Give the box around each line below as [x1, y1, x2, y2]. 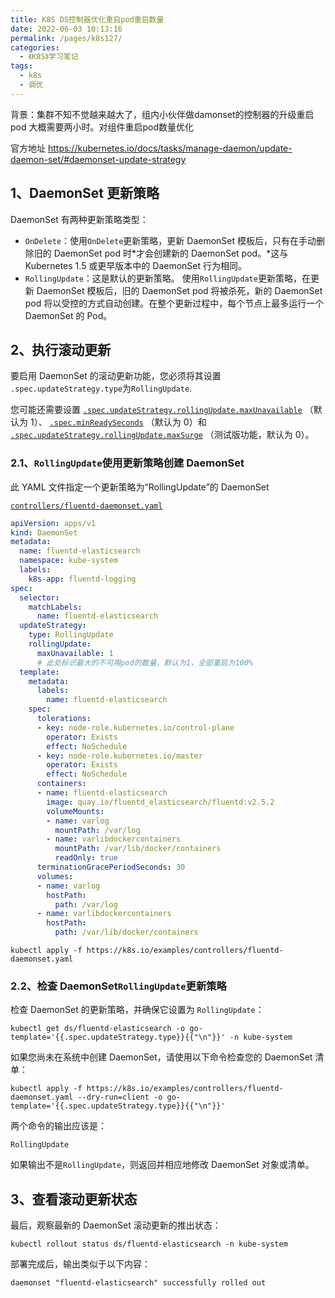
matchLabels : [28, 602, 83, 612]
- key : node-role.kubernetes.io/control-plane [36, 722, 235, 733]
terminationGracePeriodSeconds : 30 [36, 862, 186, 873]
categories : [10, 42, 60, 53]
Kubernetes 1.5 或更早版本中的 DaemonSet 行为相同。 [24, 259, 248, 271]
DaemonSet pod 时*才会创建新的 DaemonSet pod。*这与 [53, 247, 289, 259]
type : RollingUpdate [28, 630, 114, 640]
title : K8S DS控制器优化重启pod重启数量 [10, 14, 165, 25]
